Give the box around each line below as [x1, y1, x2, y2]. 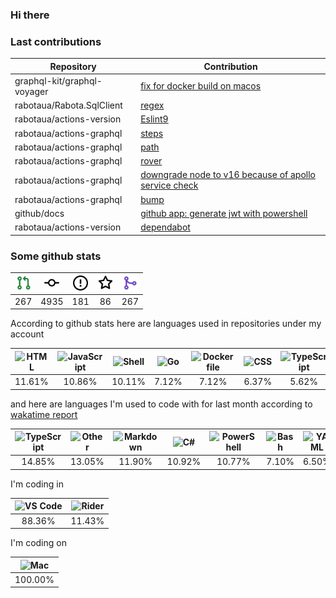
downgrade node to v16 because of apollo [140, 169, 317, 181]
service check [140, 179, 199, 192]
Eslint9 [140, 113, 169, 125]
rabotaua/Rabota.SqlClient [14, 99, 123, 112]
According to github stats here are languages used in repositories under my [10, 318, 322, 330]
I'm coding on [10, 537, 67, 549]
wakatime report [10, 408, 78, 420]
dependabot [140, 221, 191, 233]
